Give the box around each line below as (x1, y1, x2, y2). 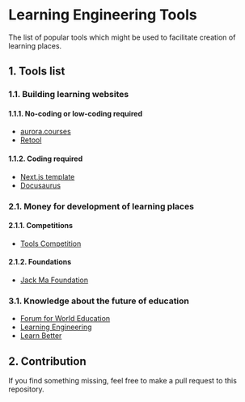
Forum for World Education (19, 314, 111, 324)
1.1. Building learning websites (8, 89, 129, 100)
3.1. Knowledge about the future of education (8, 295, 190, 307)
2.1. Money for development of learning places (8, 201, 194, 212)
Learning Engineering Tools (8, 6, 197, 24)
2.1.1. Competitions (8, 221, 74, 231)
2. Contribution (8, 354, 87, 368)
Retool (19, 135, 42, 145)
